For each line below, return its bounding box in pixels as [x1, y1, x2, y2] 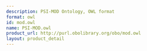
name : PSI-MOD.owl [6, 25, 51, 31]
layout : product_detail [6, 36, 65, 42]
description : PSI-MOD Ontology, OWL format [6, 8, 115, 15]
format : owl [6, 14, 35, 20]
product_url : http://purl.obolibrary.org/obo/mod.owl [6, 30, 142, 36]
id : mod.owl [6, 19, 35, 25]
